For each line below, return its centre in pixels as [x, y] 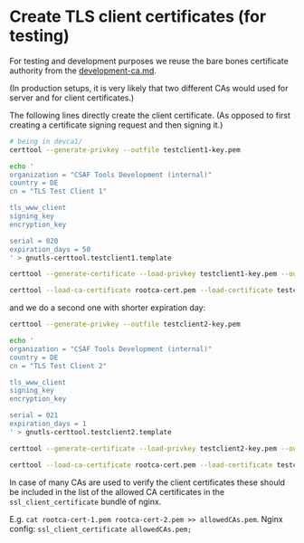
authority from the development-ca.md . [83, 71]
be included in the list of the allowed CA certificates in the [117, 491]
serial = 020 [34, 241]
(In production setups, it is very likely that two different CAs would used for [149, 88]
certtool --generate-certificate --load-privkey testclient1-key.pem [143, 274]
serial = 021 [34, 415]
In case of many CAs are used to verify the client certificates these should [147, 482]
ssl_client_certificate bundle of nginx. [85, 501]
